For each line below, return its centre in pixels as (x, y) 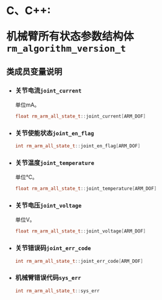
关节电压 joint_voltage (48, 206)
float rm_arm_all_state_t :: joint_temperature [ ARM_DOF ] (86, 189)
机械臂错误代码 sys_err (48, 277)
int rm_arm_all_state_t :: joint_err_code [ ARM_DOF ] (79, 261)
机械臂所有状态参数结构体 (70, 37)
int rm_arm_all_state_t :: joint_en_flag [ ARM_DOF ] (78, 146)
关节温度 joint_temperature (55, 162)
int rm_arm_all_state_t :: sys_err (57, 291)
